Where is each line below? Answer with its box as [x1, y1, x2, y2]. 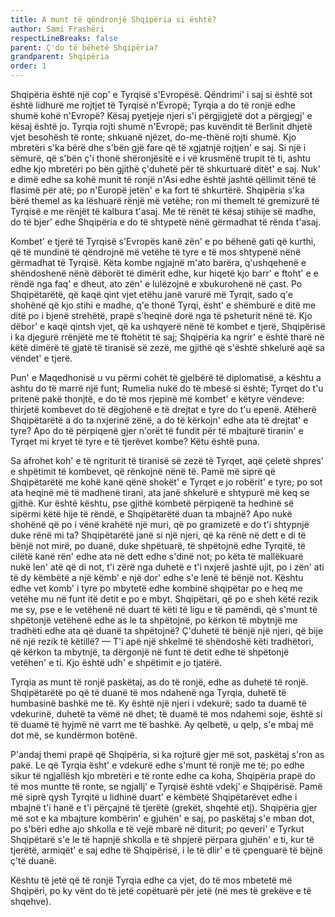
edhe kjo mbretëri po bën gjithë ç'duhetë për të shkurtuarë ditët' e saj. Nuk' [10, 163, 321, 175]
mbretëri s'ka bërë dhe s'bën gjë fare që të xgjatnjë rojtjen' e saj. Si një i [10, 142, 307, 153]
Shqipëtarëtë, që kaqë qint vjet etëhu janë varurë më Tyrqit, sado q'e [10, 289, 293, 300]
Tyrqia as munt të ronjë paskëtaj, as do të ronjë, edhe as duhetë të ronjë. [10, 676, 309, 688]
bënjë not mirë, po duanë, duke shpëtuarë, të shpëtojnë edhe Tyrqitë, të [10, 540, 307, 551]
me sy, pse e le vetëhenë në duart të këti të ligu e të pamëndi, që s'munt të [10, 604, 318, 615]
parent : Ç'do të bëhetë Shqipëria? [10, 42, 159, 53]
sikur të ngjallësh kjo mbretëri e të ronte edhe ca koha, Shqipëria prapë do [10, 770, 316, 781]
